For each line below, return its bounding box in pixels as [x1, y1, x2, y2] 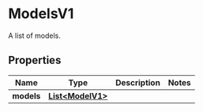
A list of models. [8, 31, 62, 40]
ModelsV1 [8, 5, 74, 23]
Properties [8, 54, 62, 67]
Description [115, 77, 160, 88]
